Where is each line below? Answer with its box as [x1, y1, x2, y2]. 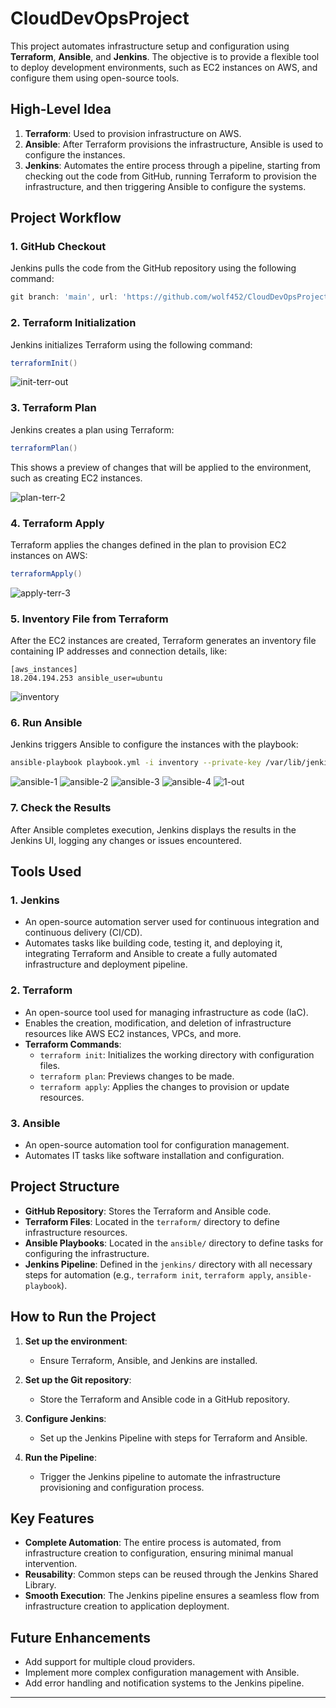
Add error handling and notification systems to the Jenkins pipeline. [24, 1677, 305, 1689]
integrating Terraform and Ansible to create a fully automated [24, 948, 278, 960]
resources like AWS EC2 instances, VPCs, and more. [24, 1027, 242, 1039]
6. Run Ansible [10, 716, 83, 730]
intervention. [24, 1558, 78, 1570]
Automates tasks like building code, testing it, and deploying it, [24, 937, 283, 949]
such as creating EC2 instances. [10, 472, 143, 484]
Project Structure [10, 1178, 120, 1196]
